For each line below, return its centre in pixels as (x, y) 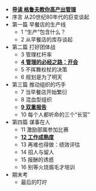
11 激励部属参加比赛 (44, 129)
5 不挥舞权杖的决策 (44, 69)
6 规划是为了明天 (41, 77)
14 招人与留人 (38, 152)
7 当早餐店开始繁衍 (44, 92)
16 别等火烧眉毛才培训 (48, 167)
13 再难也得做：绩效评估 (50, 144)
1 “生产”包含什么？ (43, 32)
